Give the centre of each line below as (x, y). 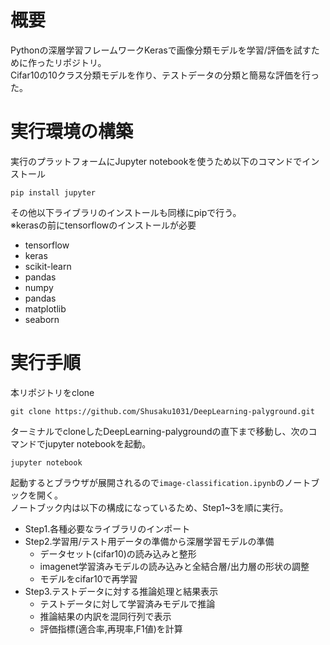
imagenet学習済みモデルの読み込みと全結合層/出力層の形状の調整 (174, 566)
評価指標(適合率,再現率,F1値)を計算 (111, 628)
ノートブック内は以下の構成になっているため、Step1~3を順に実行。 (149, 507)
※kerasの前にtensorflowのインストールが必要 (103, 225)
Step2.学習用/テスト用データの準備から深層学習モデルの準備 (149, 541)
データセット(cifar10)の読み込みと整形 (118, 553)
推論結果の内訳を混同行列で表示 (105, 616)
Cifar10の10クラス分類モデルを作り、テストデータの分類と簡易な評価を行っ (165, 75)
